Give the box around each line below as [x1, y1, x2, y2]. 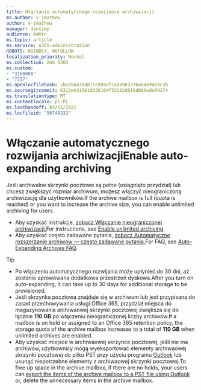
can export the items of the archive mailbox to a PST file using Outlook [14, 371, 190, 378]
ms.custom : [6, 65, 34, 71]
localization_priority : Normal [6, 54, 85, 60]
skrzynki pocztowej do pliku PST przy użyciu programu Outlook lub [14, 351, 182, 359]
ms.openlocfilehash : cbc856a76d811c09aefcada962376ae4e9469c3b [6, 82, 169, 88]
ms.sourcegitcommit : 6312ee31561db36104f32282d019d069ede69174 [6, 88, 169, 94]
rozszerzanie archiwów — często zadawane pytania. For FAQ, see [14, 238, 177, 245]
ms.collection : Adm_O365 [6, 59, 69, 65]
